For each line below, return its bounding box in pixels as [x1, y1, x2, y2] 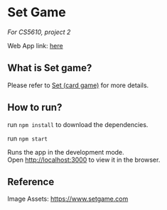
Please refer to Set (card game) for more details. [7, 81, 149, 89]
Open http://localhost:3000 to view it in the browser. [7, 155, 161, 164]
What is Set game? [7, 62, 92, 74]
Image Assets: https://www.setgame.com [7, 194, 129, 203]
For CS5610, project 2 [7, 28, 71, 36]
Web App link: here [7, 41, 63, 50]
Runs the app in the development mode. [7, 148, 124, 156]
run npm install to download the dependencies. [7, 120, 149, 128]
